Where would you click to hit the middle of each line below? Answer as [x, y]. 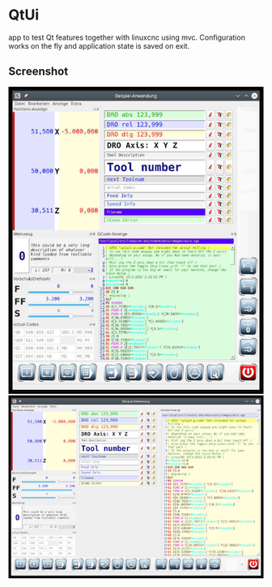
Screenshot [38, 72]
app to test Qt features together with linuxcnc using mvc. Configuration [127, 37]
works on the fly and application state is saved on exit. [99, 45]
